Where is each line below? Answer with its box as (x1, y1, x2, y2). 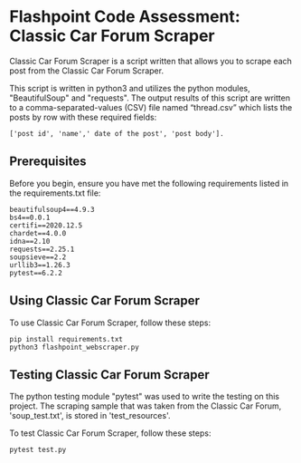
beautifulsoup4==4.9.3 (9, 205, 95, 214)
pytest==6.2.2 (9, 268, 63, 277)
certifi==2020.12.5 (9, 220, 83, 230)
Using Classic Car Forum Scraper (9, 293, 201, 309)
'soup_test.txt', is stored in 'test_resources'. (9, 410, 171, 421)
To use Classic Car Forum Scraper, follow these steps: (9, 317, 211, 328)
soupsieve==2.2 (9, 252, 67, 262)
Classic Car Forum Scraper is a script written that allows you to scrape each (9, 55, 292, 66)
